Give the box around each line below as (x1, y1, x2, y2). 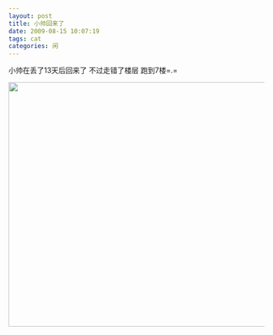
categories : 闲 (8, 42, 58, 50)
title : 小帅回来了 (8, 20, 65, 28)
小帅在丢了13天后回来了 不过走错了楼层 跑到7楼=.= (8, 66, 178, 76)
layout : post (8, 11, 53, 20)
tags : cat (8, 34, 42, 43)
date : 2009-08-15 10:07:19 (8, 27, 100, 35)
